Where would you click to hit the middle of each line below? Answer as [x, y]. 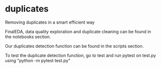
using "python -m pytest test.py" [38, 60]
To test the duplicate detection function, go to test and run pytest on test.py [80, 55]
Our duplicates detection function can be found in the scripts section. [74, 46]
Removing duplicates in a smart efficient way [50, 22]
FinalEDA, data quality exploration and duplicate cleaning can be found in [78, 31]
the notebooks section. [28, 37]
